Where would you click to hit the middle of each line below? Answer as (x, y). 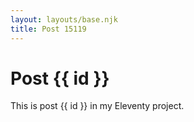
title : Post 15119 (48, 29)
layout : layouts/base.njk (64, 19)
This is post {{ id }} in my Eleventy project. (97, 106)
